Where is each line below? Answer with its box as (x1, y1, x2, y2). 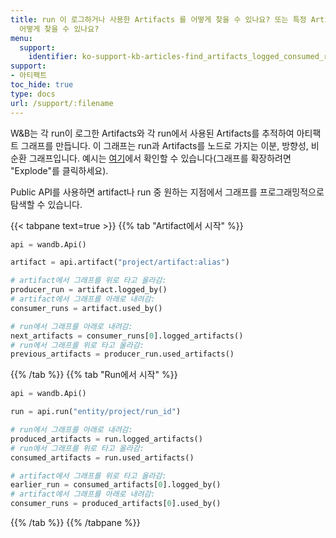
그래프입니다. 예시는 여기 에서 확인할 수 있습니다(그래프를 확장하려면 (28, 152, 292, 164)
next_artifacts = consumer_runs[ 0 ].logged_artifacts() (10, 331, 244, 341)
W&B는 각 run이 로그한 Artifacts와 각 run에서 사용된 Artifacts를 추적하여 (10, 127, 295, 139)
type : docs (10, 89, 56, 99)
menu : (10, 33, 33, 43)
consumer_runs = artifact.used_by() (10, 303, 163, 313)
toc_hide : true (10, 80, 74, 90)
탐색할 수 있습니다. (10, 198, 83, 210)
